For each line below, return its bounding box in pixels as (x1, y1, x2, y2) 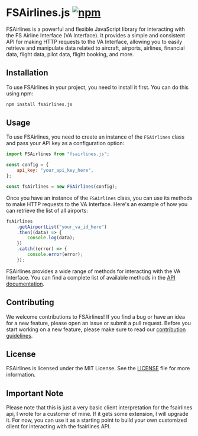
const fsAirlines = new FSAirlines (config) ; (6, 184, 118, 190)
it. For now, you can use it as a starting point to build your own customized (6, 416, 187, 424)
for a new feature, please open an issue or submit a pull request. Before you (6, 319, 191, 326)
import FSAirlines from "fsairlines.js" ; (6, 151, 110, 157)
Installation (6, 68, 48, 78)
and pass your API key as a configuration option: (6, 140, 125, 147)
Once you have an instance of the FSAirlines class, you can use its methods (6, 194, 193, 201)
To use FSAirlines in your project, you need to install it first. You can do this (6, 84, 189, 91)
